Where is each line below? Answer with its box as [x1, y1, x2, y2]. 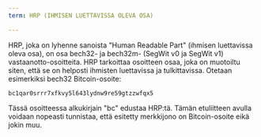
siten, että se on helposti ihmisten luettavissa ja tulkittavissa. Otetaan [8, 65, 233, 75]
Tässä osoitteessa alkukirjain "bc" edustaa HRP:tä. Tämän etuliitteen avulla [8, 103, 252, 112]
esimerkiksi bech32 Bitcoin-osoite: [8, 74, 122, 83]
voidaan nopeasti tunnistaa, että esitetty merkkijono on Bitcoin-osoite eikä [8, 112, 250, 121]
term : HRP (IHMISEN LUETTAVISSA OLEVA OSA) [8, 11, 154, 20]
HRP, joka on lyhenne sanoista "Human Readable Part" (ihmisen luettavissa [8, 40, 253, 50]
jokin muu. [8, 120, 42, 129]
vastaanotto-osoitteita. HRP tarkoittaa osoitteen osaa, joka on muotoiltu [8, 57, 240, 67]
